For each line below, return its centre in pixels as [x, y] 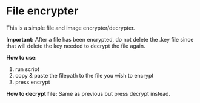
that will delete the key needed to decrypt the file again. [76, 46]
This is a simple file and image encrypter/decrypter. [71, 28]
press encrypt [32, 82]
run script [27, 69]
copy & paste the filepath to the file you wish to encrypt [84, 75]
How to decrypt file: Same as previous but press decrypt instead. [88, 93]
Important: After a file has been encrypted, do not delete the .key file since [100, 39]
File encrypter [42, 11]
